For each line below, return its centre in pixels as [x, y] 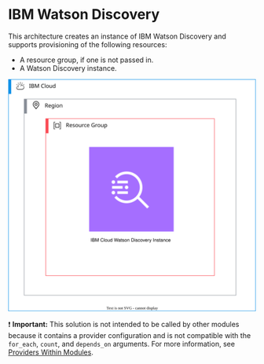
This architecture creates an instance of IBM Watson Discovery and [117, 36]
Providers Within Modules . [51, 352]
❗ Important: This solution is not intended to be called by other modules [124, 324]
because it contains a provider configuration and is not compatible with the [130, 335]
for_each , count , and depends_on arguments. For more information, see [122, 344]
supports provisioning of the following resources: [88, 44]
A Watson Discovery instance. [68, 68]
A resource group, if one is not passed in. [86, 60]
